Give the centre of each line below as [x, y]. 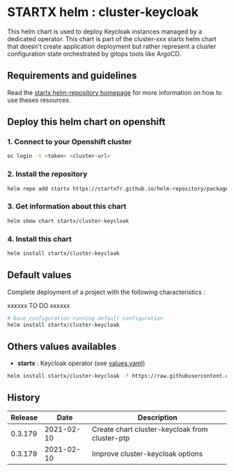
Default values [39, 275]
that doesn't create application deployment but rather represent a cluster [112, 46]
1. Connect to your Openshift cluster [70, 142]
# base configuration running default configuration [85, 318]
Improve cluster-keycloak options [147, 453]
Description [158, 418]
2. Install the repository [47, 174]
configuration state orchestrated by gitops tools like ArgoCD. [94, 54]
